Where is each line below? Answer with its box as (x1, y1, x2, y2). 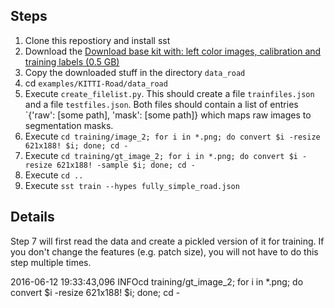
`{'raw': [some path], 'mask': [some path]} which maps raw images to (24, 109, 312, 121)
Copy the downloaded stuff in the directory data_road (24, 66, 246, 78)
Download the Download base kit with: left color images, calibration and (24, 45, 322, 57)
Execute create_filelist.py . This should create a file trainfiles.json (24, 87, 315, 99)
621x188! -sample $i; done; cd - (56, 160, 196, 170)
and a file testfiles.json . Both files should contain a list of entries (24, 98, 299, 110)
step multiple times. (10, 256, 92, 268)
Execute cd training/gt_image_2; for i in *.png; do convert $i (24, 149, 298, 161)
